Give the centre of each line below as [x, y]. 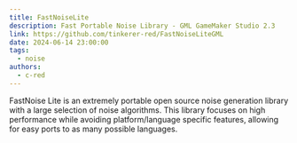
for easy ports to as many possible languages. [94, 129]
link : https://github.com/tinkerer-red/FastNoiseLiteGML [117, 34]
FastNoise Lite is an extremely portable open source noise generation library [149, 100]
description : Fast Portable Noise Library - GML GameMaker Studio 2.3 [142, 26]
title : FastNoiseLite [49, 17]
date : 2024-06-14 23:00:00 [59, 42]
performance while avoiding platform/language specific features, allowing [144, 119]
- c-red [31, 75]
